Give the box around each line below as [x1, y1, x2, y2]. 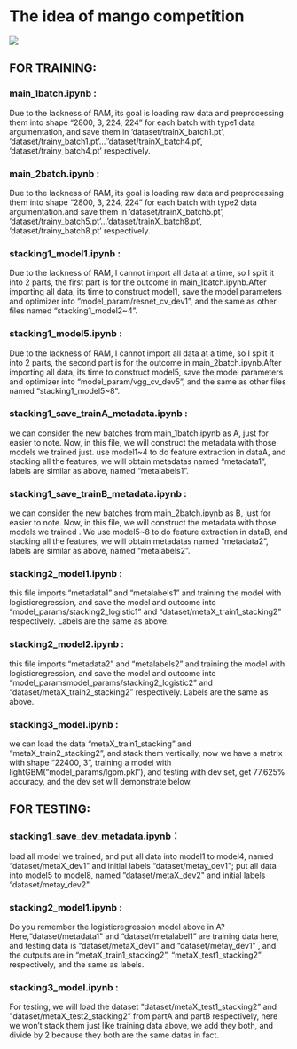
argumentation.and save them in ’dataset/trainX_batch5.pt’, [9, 206, 224, 217]
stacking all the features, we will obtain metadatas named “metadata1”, [9, 455, 267, 467]
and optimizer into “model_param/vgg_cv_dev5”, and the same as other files [9, 375, 286, 387]
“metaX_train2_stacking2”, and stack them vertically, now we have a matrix [9, 748, 283, 758]
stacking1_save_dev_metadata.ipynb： [9, 830, 181, 842]
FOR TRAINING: [9, 60, 98, 76]
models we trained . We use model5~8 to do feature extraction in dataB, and [9, 526, 288, 538]
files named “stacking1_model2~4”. [9, 305, 138, 316]
